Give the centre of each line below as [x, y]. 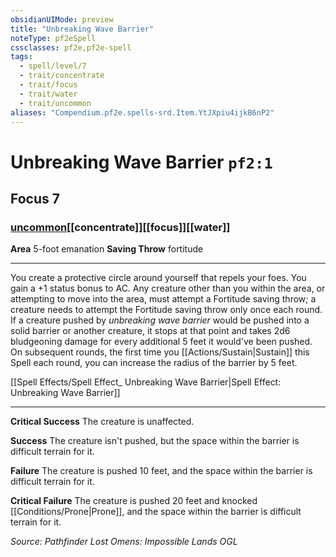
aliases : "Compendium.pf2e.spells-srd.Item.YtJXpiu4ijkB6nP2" [142, 112]
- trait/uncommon [55, 103]
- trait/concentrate [62, 76]
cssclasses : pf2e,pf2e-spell [71, 47]
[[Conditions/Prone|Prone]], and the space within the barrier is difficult [156, 512]
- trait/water [48, 94]
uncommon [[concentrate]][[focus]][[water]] [120, 227]
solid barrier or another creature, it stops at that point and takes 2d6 [150, 331]
